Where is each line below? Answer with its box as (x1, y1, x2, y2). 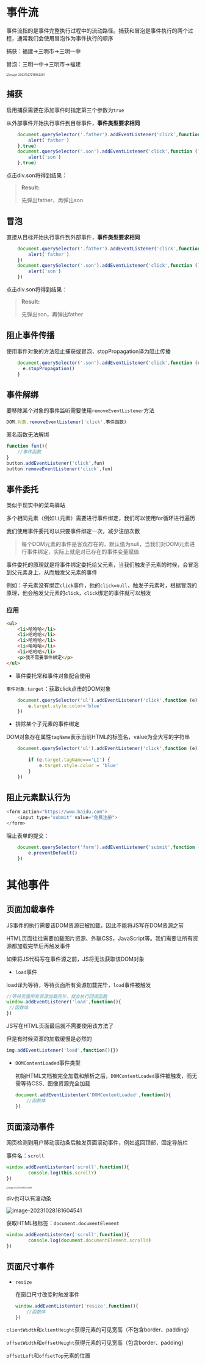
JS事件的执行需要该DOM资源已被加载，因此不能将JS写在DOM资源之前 (6, 922, 184, 929)
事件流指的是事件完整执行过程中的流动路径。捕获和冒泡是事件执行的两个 (6, 27, 188, 34)
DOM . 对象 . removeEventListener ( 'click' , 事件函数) (6, 419, 127, 425)
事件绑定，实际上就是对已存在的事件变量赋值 (26, 548, 139, 556)
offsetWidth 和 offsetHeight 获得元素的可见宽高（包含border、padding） (6, 1339, 187, 1347)
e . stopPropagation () (22, 365, 75, 371)
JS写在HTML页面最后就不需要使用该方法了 (6, 1022, 114, 1030)
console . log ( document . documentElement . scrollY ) (28, 1237, 151, 1243)
